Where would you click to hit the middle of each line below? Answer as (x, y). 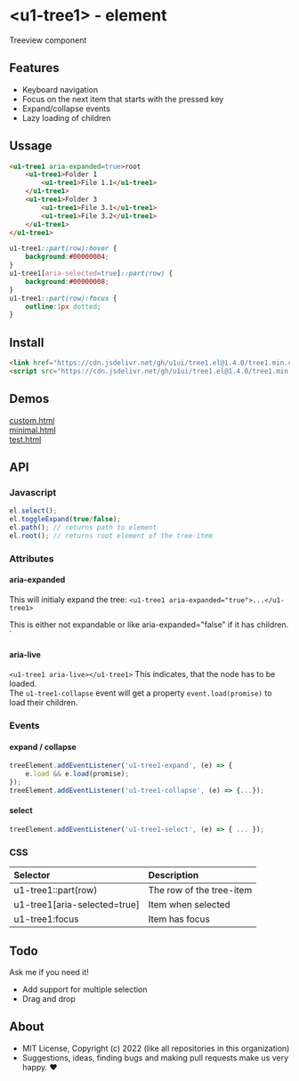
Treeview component (48, 40)
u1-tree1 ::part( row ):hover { (63, 249)
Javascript (33, 492)
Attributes (32, 559)
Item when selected (190, 905)
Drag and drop (48, 999)
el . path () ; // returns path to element (83, 528)
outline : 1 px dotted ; (63, 307)
